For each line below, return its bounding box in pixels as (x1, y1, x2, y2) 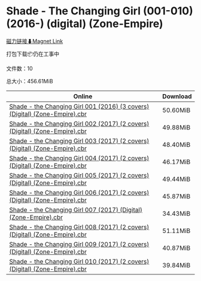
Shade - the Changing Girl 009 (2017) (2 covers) (9, 240, 150, 248)
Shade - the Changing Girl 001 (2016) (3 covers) (9, 102, 150, 110)
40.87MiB (162, 244, 191, 252)
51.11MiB (162, 226, 191, 235)
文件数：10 (6, 65, 33, 72)
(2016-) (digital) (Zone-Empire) (6, 17, 163, 31)
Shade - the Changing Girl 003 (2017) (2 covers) (9, 137, 150, 145)
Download (162, 92, 192, 100)
